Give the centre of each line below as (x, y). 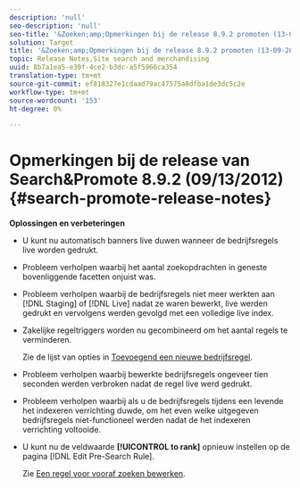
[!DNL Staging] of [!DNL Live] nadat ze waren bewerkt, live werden (145, 303)
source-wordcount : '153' (55, 100)
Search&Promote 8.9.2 (96, 180)
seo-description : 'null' (55, 26)
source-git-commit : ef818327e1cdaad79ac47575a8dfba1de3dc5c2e (127, 84)
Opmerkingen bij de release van (129, 161)
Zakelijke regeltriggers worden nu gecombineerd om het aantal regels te (155, 330)
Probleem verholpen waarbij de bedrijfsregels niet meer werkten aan (148, 294)
